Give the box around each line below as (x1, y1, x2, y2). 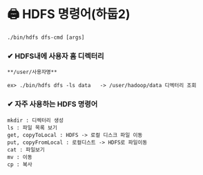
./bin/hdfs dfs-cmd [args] (7, 34, 85, 41)
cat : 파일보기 (7, 146, 45, 153)
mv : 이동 (7, 154, 32, 160)
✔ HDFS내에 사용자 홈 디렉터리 (7, 51, 105, 61)
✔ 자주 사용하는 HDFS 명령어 (7, 100, 98, 109)
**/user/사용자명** (7, 68, 57, 76)
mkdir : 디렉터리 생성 (7, 117, 64, 124)
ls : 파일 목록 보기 (7, 124, 57, 131)
